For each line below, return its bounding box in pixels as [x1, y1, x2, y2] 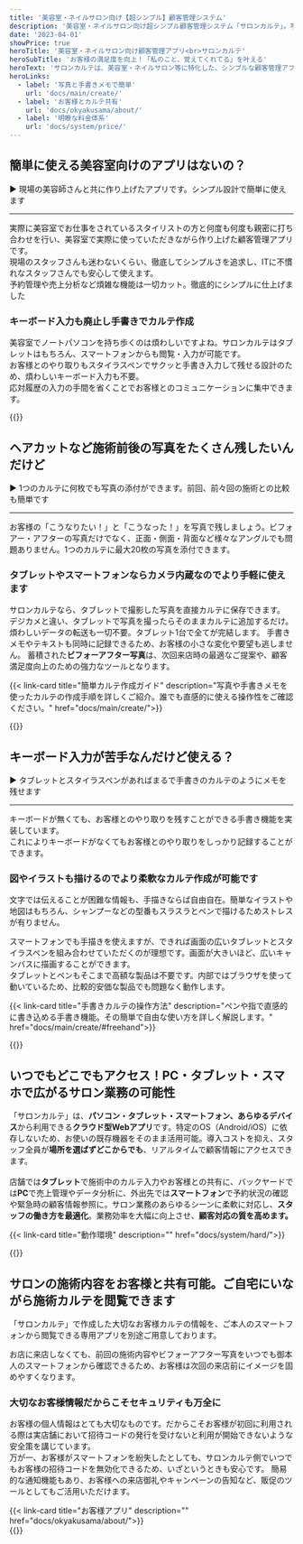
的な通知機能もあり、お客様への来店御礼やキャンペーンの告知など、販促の [9, 1475, 286, 1485]
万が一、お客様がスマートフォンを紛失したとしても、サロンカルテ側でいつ [9, 1452, 286, 1463]
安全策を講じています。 [9, 1441, 96, 1452]
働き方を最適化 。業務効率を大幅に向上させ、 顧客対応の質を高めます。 [32, 1210, 293, 1221]
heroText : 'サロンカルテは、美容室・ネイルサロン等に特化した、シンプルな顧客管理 [9, 64, 282, 73]
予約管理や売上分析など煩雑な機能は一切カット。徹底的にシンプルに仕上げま [9, 279, 294, 290]
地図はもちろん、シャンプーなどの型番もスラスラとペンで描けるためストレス [9, 906, 294, 917]
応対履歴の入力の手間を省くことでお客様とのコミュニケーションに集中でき [9, 383, 286, 393]
